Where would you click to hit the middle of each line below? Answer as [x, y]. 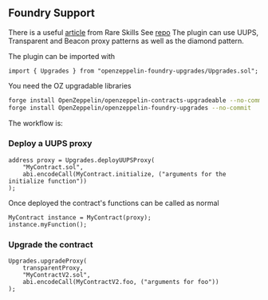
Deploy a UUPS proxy [50, 144]
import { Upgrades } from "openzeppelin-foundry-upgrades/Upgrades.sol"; [134, 71]
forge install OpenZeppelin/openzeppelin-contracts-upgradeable [117, 100]
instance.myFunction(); [48, 224]
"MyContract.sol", [53, 167]
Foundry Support [52, 13]
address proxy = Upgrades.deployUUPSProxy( [82, 160]
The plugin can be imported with [62, 56]
